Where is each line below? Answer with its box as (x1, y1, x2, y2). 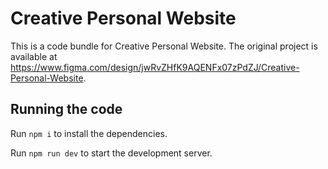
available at (10, 50, 58, 62)
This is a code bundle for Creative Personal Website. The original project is (10, 40, 318, 52)
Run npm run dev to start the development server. (10, 147, 213, 159)
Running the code (10, 101, 123, 118)
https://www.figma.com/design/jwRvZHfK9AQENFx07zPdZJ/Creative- (10, 61, 300, 73)
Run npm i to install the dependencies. (10, 127, 168, 139)
